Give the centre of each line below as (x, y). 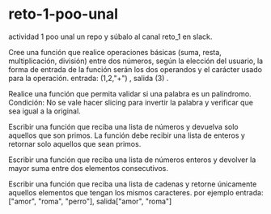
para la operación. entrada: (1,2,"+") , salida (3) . (89, 78)
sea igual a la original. (44, 111)
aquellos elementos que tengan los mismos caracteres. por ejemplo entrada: (136, 192)
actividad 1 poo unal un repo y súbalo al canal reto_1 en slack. (110, 36)
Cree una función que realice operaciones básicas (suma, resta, (115, 52)
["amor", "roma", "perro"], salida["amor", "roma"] (90, 201)
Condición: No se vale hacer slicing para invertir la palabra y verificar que (131, 102)
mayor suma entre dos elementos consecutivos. (88, 168)
